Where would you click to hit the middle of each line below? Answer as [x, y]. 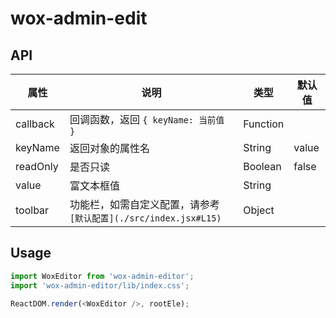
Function [264, 124]
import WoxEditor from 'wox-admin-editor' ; [102, 276]
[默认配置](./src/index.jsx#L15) [145, 218]
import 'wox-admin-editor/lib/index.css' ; [100, 285]
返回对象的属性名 [109, 148]
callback [35, 124]
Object [259, 210]
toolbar [32, 210]
